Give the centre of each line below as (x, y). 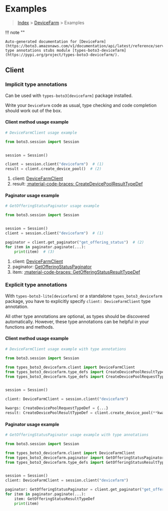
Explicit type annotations (36, 285)
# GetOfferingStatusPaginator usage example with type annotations (77, 435)
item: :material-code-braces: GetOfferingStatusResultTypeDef (76, 272)
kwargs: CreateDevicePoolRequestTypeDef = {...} (57, 408)
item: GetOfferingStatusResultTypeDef (54, 499)
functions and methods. (30, 327)
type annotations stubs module (38, 50)
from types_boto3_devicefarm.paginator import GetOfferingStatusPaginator (85, 458)
